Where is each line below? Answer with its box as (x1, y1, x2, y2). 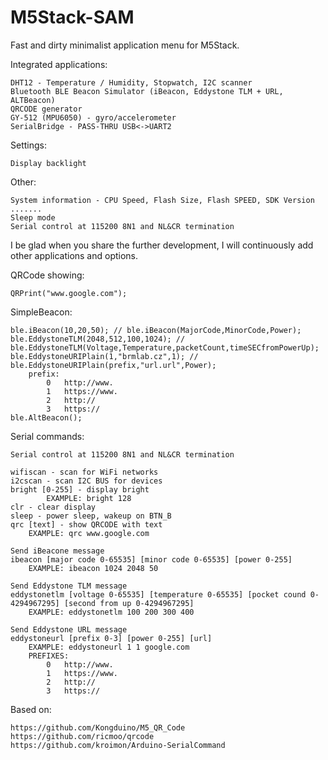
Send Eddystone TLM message (10, 581, 128, 591)
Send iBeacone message (10, 546, 105, 556)
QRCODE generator (10, 104, 83, 114)
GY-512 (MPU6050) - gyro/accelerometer (10, 112, 177, 123)
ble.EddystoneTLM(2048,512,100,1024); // (10, 334, 186, 344)
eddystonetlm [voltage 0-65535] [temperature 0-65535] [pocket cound (10, 589, 307, 600)
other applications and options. (10, 249, 139, 261)
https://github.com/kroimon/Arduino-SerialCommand (10, 740, 226, 750)
